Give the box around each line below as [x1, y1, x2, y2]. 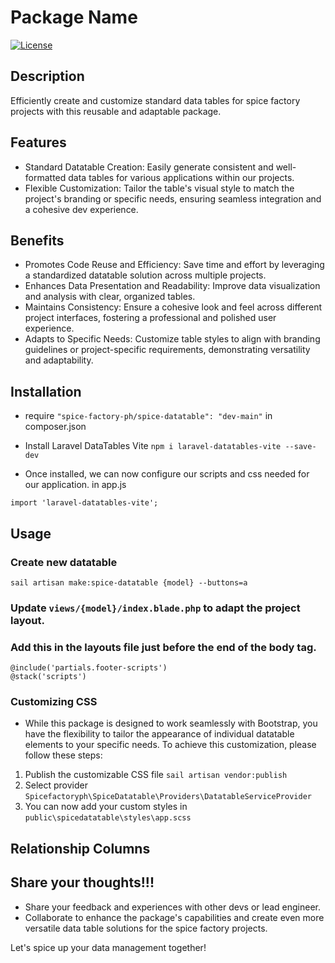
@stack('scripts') [10, 672, 87, 682]
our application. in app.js [24, 479, 127, 491]
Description [10, 68, 85, 85]
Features [10, 134, 67, 151]
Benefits [10, 232, 65, 249]
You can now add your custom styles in [24, 801, 188, 813]
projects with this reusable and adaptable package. [10, 105, 222, 117]
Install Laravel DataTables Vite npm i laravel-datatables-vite [24, 440, 282, 452]
